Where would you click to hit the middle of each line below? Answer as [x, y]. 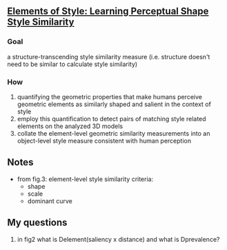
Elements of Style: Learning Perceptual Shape [108, 11]
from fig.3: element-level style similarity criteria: [85, 179]
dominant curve [50, 201]
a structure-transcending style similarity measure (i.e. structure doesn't [109, 56]
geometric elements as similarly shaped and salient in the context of [114, 104]
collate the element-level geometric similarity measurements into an [113, 133]
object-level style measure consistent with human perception [104, 140]
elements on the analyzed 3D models [70, 126]
